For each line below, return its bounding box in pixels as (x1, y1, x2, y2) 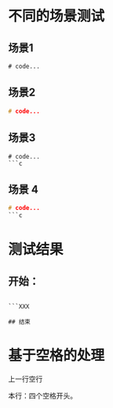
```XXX (8, 303, 30, 311)
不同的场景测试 (8, 7, 105, 25)
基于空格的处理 (8, 346, 105, 365)
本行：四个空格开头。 (8, 391, 77, 400)
